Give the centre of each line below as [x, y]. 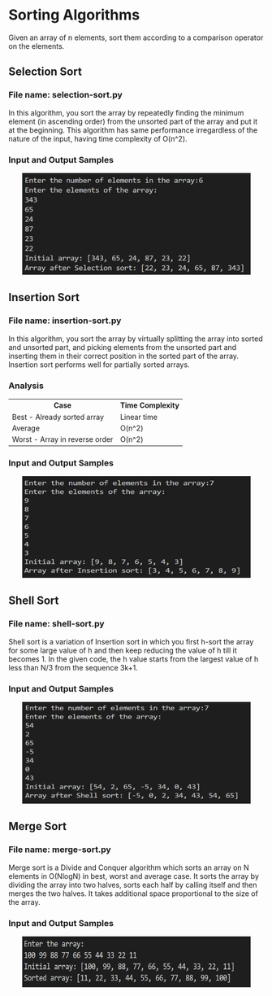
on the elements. [37, 46]
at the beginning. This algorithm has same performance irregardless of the [133, 130]
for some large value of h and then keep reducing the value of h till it [123, 650]
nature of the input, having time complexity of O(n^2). [98, 138]
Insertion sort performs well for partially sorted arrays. [99, 365]
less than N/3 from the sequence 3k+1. [73, 667]
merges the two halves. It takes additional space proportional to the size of [133, 893]
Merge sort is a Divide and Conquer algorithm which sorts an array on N [129, 867]
